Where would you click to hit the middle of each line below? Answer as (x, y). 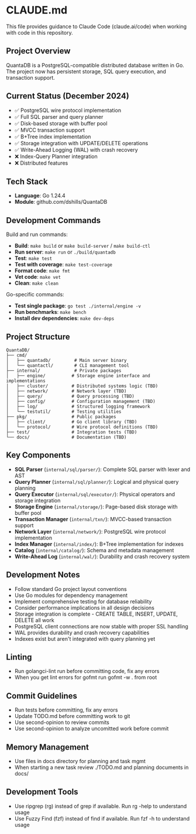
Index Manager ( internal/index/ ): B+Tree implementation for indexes (99, 544)
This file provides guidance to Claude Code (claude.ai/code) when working (97, 26)
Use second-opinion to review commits (62, 722)
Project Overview (38, 51)
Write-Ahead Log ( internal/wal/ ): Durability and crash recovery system (102, 556)
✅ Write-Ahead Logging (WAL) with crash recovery (76, 149)
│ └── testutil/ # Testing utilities (64, 412)
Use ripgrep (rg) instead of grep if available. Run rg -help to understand (101, 806)
